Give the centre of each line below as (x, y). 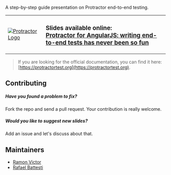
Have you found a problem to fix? (41, 96)
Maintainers (25, 150)
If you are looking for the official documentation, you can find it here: (90, 62)
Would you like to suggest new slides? (47, 121)
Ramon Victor (27, 162)
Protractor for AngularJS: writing (93, 36)
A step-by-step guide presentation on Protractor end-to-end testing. (77, 7)
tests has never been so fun (108, 43)
